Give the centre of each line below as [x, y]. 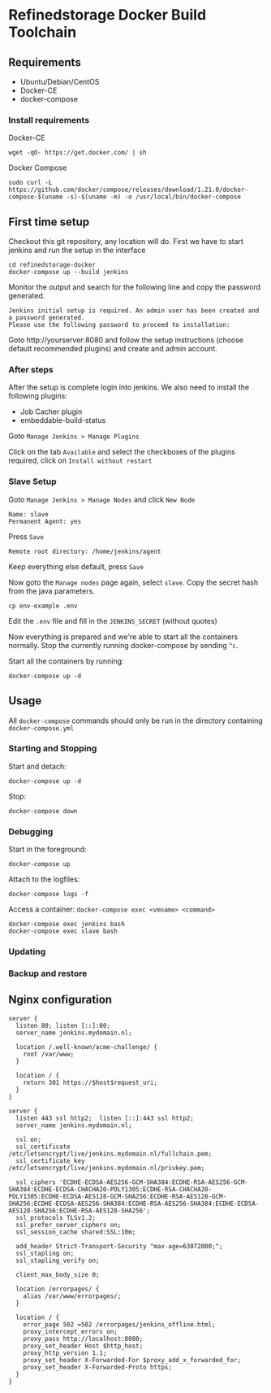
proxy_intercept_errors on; [70, 1331]
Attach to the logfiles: [44, 879]
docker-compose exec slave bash [63, 932]
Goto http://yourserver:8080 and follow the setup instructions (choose [126, 340]
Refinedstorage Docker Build [108, 15]
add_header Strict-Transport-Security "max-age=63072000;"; [119, 1246]
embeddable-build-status [63, 420]
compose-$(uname [36, 197]
